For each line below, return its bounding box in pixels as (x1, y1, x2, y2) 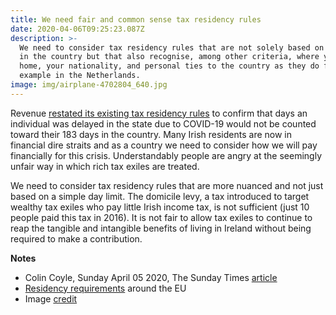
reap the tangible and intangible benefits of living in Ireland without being (10, 222, 312, 234)
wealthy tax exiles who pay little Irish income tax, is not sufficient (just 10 (10, 201, 310, 213)
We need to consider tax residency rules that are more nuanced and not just (10, 179, 324, 191)
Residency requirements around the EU (24, 282, 187, 294)
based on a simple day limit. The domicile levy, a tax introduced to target (10, 190, 310, 202)
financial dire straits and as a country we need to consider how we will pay (10, 139, 318, 151)
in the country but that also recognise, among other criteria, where (19, 52, 320, 62)
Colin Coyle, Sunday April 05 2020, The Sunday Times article (24, 271, 278, 283)
